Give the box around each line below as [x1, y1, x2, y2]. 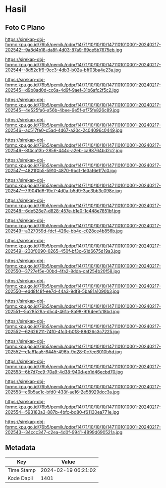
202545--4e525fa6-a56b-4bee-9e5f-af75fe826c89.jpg [5, 108, 120, 113]
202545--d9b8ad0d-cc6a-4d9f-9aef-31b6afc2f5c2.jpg [5, 87, 119, 93]
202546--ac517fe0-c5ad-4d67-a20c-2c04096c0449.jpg [5, 127, 123, 133]
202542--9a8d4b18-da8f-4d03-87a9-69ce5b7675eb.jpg [5, 47, 122, 53]
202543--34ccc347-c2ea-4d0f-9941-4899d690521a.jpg [5, 430, 123, 435]
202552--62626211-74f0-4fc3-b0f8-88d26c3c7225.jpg [5, 328, 120, 334]
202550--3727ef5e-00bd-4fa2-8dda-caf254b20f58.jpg [5, 269, 120, 274]
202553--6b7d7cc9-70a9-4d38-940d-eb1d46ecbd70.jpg [5, 369, 123, 375]
